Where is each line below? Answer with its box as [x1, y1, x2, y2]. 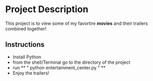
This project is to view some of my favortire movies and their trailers [5, 20, 148, 26]
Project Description [5, 4, 89, 15]
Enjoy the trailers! [12, 70, 50, 76]
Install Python [12, 54, 42, 60]
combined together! [5, 25, 47, 31]
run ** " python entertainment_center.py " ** [12, 64, 106, 70]
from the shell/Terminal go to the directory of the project [12, 59, 131, 65]
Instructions [5, 40, 45, 49]
